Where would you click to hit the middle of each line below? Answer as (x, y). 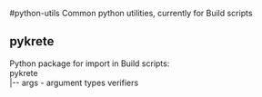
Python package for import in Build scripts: (90, 63)
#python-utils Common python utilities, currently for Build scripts (131, 13)
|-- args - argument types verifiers (74, 82)
